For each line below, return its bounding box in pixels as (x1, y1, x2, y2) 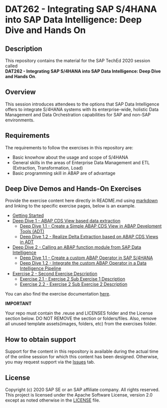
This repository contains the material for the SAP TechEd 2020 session (5, 58, 151, 63)
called (5, 63, 18, 69)
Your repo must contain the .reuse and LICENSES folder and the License (5, 310, 153, 316)
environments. (5, 117, 35, 123)
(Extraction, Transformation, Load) (12, 165, 83, 171)
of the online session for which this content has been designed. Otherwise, (5, 354, 159, 360)
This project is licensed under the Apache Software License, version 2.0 (5, 392, 153, 398)
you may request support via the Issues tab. (5, 359, 95, 365)
